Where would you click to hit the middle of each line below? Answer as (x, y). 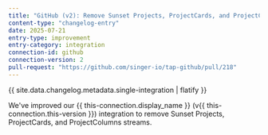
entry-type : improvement (49, 38)
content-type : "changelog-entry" (64, 23)
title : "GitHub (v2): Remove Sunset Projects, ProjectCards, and (119, 15)
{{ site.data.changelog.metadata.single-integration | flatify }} (108, 90)
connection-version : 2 (46, 60)
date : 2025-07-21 (37, 30)
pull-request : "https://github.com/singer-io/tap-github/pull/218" (123, 67)
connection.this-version (47, 114)
